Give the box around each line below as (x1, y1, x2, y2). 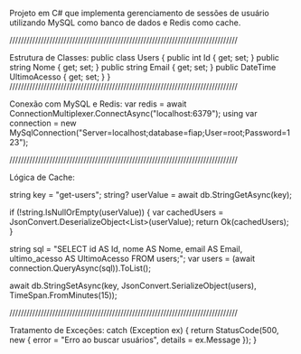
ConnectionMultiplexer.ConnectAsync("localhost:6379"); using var (9, 108, 258, 118)
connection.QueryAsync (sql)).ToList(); (9, 263, 152, 274)
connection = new (9, 117, 77, 128)
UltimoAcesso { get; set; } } (9, 71, 111, 82)
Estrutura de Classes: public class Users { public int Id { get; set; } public (9, 52, 280, 62)
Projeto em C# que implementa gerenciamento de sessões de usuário (9, 8, 269, 18)
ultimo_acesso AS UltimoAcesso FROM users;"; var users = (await (9, 253, 256, 264)
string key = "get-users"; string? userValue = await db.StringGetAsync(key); (9, 190, 292, 200)
